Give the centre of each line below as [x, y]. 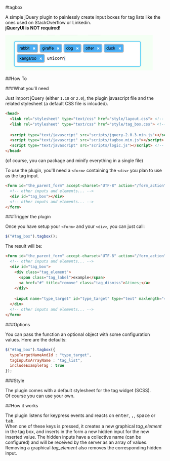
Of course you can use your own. [40, 396]
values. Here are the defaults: [36, 339]
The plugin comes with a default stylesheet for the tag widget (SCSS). [78, 391]
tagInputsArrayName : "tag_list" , [46, 360]
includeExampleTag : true [37, 366]
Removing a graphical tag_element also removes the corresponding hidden [83, 448]
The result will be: [24, 246]
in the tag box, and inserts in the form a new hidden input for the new [77, 432]
